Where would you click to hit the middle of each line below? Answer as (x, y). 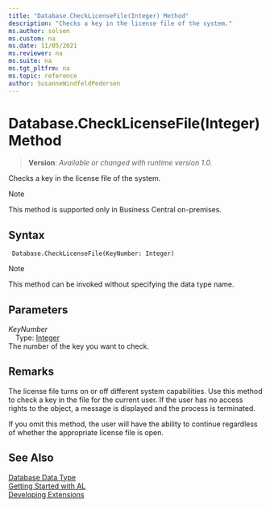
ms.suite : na (30, 61)
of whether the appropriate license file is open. (86, 432)
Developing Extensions (46, 494)
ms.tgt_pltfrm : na (39, 69)
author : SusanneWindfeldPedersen (64, 83)
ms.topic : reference (43, 76)
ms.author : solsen (39, 31)
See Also (31, 458)
